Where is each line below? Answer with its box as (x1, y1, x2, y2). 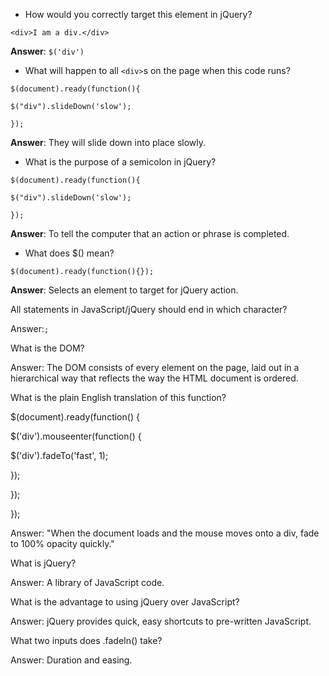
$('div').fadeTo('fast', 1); (10, 450, 109, 461)
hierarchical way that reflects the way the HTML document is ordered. (10, 372, 299, 384)
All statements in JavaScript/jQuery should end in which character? (10, 304, 288, 315)
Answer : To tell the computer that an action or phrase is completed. (10, 228, 290, 239)
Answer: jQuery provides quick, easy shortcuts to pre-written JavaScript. (10, 615, 312, 627)
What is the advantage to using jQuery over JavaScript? (10, 596, 240, 608)
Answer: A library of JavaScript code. (10, 577, 165, 588)
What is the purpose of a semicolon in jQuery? (24, 156, 217, 168)
